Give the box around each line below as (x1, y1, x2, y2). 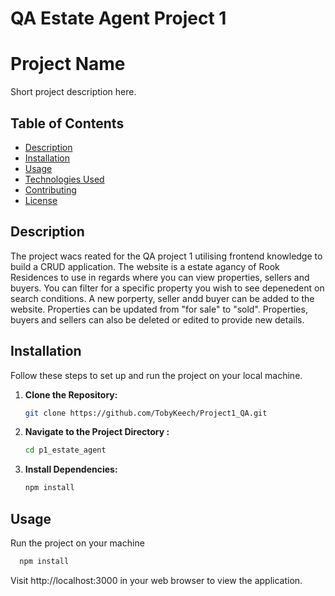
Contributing (24, 183, 77, 196)
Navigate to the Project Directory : (24, 426, 170, 438)
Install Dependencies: (24, 463, 118, 476)
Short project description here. (10, 86, 137, 98)
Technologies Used (24, 173, 105, 185)
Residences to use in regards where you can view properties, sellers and (10, 271, 310, 283)
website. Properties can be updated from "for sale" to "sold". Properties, (10, 303, 308, 315)
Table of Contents (10, 115, 125, 132)
